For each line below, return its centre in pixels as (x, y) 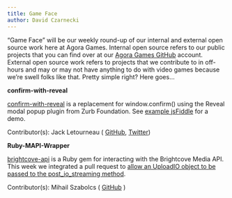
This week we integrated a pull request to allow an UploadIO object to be (111, 166)
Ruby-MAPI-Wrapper (39, 145)
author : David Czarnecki (43, 20)
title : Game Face (32, 14)
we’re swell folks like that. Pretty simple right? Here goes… (91, 76)
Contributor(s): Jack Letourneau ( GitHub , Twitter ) (79, 132)
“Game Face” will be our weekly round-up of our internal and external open (115, 40)
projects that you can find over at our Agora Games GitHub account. (105, 55)
